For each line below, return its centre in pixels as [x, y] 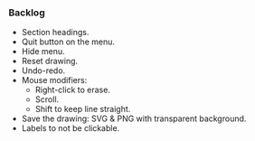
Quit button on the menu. [68, 42]
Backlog [27, 13]
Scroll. [47, 99]
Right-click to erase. [72, 90]
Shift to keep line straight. [83, 109]
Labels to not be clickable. [71, 128]
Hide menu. [43, 52]
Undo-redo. [43, 70]
